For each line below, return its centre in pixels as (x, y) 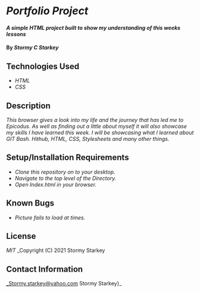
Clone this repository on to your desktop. (65, 172)
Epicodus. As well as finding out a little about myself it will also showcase (97, 126)
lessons (16, 34)
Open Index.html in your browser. (56, 184)
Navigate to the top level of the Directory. (65, 178)
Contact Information (45, 269)
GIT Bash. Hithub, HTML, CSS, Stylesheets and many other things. (88, 139)
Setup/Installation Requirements (68, 158)
